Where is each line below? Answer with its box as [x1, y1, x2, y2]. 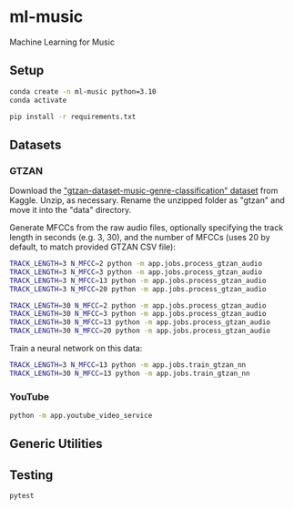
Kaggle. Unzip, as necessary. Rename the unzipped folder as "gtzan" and [9, 195, 285, 206]
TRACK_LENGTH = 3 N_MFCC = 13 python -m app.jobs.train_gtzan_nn [9, 361, 247, 370]
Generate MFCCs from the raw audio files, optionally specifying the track [9, 222, 284, 233]
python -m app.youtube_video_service [9, 412, 153, 421]
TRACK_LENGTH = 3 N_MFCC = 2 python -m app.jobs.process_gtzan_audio [9, 260, 262, 269]
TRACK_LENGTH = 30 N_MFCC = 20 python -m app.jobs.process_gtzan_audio [9, 326, 271, 336]
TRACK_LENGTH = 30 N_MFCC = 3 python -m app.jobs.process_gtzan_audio [9, 310, 267, 319]
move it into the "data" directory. [9, 205, 132, 216]
